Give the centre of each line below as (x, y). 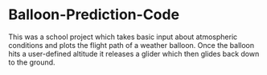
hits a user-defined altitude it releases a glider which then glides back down (134, 53)
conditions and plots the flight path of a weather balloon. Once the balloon (131, 45)
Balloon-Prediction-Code (94, 15)
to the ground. (32, 62)
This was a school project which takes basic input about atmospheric (123, 37)
